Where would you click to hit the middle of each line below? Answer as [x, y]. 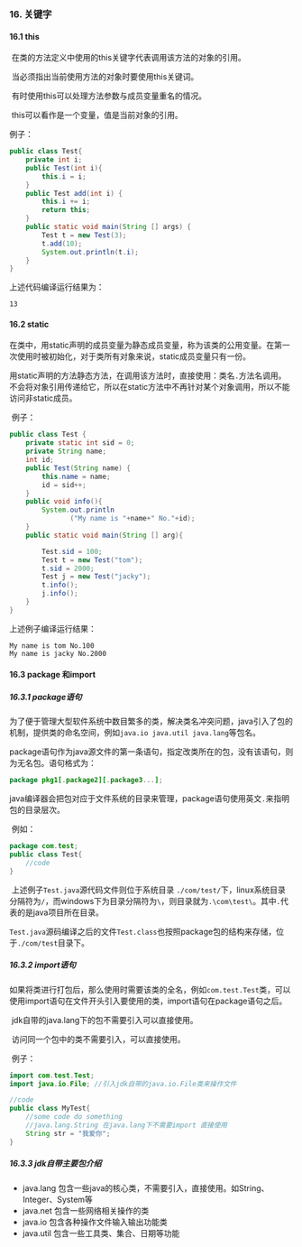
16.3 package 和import [53, 675]
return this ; [66, 210]
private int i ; [54, 160]
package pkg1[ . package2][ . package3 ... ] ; [87, 781]
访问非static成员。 [43, 398]
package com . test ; [44, 846]
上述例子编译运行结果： [53, 628]
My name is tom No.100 [52, 646]
